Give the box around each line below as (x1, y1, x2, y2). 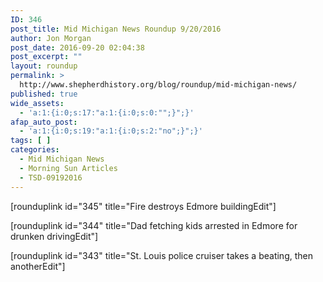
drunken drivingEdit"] (10, 230, 99, 242)
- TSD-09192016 (19, 172, 83, 183)
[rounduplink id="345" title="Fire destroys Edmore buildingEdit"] (10, 200, 277, 212)
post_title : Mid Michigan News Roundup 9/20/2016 (10, 24, 222, 34)
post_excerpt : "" (10, 52, 83, 62)
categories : (10, 145, 60, 155)
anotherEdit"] (10, 260, 66, 272)
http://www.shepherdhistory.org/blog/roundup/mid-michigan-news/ (19, 80, 298, 90)
